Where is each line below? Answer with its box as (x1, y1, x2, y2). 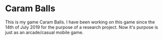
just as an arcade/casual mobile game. (5, 29, 84, 35)
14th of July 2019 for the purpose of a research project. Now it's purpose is (5, 24, 158, 30)
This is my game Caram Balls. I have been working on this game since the (5, 19, 155, 25)
